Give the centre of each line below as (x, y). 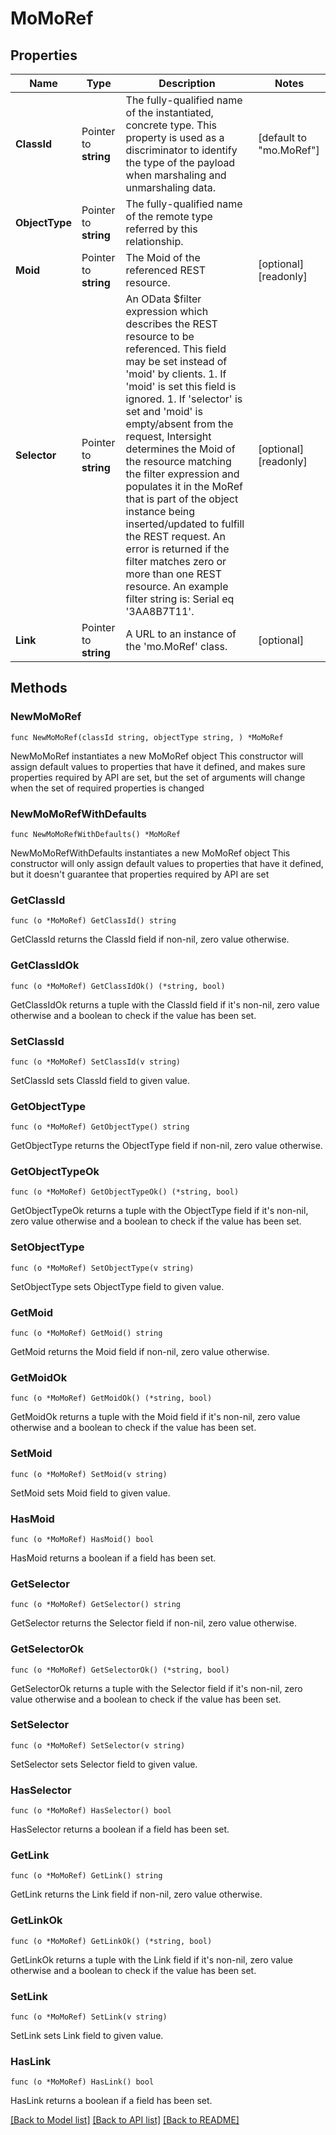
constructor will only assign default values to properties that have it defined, (167, 863)
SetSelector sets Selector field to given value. (104, 1764)
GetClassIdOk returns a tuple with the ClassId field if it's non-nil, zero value (165, 1004)
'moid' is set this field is (181, 386)
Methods (39, 688)
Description (187, 83)
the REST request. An (176, 536)
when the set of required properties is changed (107, 788)
